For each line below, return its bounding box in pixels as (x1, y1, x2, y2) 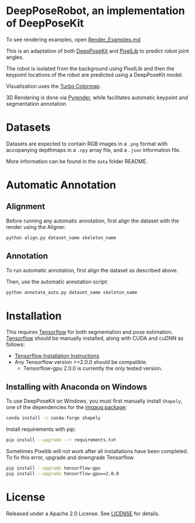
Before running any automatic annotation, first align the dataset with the (6, 217, 180, 224)
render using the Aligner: (6, 223, 66, 230)
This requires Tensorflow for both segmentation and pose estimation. (6, 329, 173, 336)
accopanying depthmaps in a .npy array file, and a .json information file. (6, 146, 181, 153)
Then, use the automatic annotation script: (6, 278, 108, 285)
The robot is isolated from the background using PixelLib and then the (6, 65, 175, 72)
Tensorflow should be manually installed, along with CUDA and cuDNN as (6, 335, 184, 342)
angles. (6, 53, 24, 60)
